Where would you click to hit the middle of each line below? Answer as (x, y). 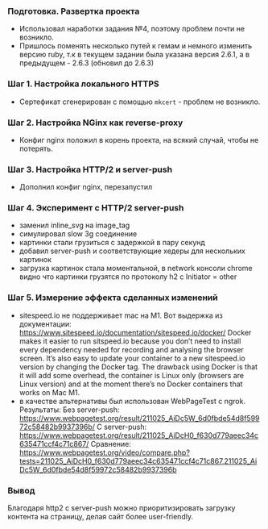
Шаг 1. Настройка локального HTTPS (84, 84)
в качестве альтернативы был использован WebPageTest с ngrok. (132, 401)
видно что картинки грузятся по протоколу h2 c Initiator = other (128, 277)
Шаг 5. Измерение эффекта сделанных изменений (113, 298)
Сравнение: (111, 444)
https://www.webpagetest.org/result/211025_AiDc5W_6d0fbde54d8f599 (139, 418)
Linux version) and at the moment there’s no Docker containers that (131, 384)
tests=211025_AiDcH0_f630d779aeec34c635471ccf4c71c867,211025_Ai (138, 460)
